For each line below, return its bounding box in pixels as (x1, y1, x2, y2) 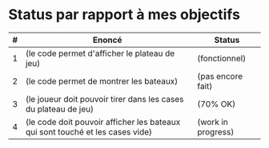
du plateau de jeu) (25, 103, 94, 115)
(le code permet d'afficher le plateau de (25, 48, 175, 59)
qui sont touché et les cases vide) (25, 126, 153, 137)
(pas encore (197, 70, 243, 81)
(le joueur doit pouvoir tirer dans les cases (25, 93, 184, 104)
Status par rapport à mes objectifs (8, 6, 240, 24)
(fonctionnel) (197, 53, 247, 64)
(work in (197, 116, 228, 127)
